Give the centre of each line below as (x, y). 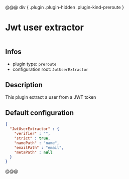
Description (24, 85)
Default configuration (40, 113)
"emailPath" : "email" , (39, 147)
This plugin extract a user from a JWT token (51, 97)
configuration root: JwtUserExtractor (50, 69)
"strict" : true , (32, 138)
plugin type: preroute (34, 64)
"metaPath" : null (33, 152)
